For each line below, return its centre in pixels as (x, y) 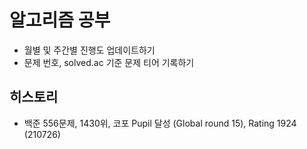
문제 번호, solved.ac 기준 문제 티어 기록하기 (109, 62)
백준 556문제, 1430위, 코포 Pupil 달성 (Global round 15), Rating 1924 (160, 123)
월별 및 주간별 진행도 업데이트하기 (89, 50)
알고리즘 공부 (60, 20)
